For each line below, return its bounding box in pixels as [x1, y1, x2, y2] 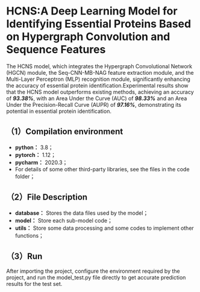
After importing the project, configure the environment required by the [6, 267, 180, 275]
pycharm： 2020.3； [14, 159, 68, 166]
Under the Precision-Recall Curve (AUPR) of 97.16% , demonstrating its [6, 101, 182, 108]
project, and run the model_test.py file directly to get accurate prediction [6, 274, 186, 281]
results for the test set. [6, 281, 63, 288]
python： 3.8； [14, 144, 54, 151]
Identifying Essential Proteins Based [6, 17, 192, 31]
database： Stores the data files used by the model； [14, 209, 149, 217]
